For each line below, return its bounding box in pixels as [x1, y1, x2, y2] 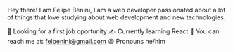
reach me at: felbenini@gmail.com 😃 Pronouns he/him [7, 37, 166, 45]
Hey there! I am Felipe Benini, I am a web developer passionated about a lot [7, 6, 226, 14]
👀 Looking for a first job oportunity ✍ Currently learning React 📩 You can [7, 27, 220, 35]
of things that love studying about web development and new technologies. [7, 13, 226, 21]
